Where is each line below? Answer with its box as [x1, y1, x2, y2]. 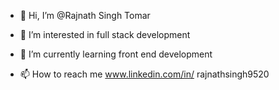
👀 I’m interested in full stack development [19, 29, 191, 40]
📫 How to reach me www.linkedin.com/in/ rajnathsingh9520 [19, 68, 270, 80]
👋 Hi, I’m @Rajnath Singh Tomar [19, 10, 151, 21]
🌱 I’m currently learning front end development [19, 48, 213, 60]
